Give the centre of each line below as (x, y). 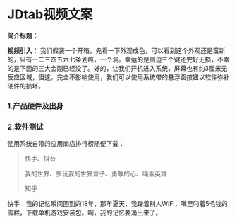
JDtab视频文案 (50, 15)
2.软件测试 (25, 127)
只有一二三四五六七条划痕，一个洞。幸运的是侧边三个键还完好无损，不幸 (124, 59)
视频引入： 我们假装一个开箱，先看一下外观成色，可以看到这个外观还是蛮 (113, 50)
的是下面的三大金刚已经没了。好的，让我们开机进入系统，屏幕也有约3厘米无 (117, 68)
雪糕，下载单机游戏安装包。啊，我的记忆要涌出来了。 (85, 212)
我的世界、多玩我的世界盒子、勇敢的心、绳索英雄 (96, 173)
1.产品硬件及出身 (36, 105)
